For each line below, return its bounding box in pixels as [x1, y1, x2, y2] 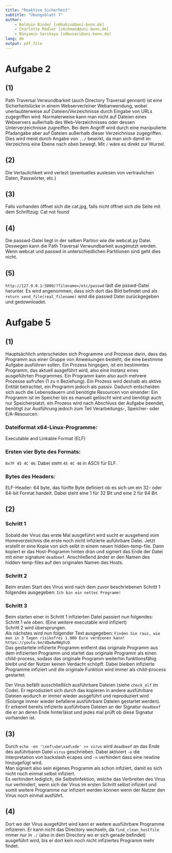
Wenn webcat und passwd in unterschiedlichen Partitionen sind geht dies [5, 248, 161, 255]
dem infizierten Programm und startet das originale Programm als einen [5, 650, 157, 656]
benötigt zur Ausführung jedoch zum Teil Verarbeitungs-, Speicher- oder [5, 406, 160, 411]
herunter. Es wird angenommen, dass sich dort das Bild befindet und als [5, 288, 158, 294]
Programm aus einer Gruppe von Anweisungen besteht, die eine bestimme [5, 356, 163, 362]
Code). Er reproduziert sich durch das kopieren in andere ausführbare [5, 687, 153, 694]
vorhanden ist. [5, 715, 36, 721]
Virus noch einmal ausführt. [5, 792, 64, 798]
